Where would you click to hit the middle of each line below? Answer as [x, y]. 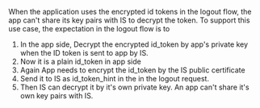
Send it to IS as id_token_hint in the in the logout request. [115, 79]
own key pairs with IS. [57, 96]
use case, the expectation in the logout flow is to [89, 29]
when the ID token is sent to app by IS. [84, 53]
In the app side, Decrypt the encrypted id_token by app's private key [134, 44]
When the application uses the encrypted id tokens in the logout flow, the [130, 12]
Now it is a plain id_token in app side [80, 61]
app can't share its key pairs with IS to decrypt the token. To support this [129, 20]
